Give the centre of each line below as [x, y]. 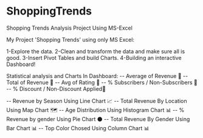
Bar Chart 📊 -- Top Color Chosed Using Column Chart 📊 [78, 128]
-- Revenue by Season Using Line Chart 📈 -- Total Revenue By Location [97, 100]
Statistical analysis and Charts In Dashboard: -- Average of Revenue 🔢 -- [97, 76]
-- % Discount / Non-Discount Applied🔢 [56, 88]
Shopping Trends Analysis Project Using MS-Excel [69, 28]
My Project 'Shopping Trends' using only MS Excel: [71, 39]
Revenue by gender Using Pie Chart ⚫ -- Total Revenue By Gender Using [98, 119]
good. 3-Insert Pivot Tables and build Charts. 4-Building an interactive [94, 57]
